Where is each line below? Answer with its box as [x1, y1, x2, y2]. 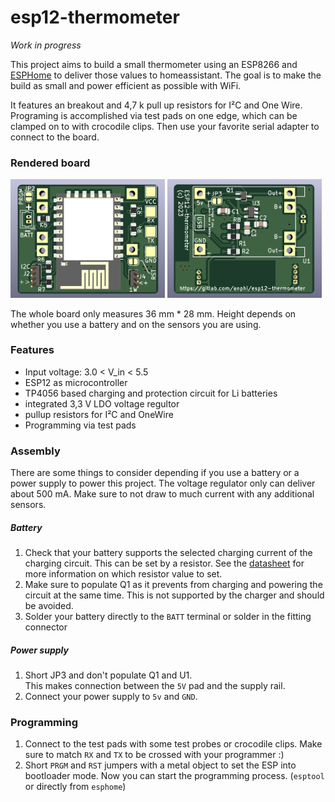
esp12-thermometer [10, 6, 180, 29]
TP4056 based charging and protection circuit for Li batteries [24, 387, 278, 399]
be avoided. [24, 600, 74, 612]
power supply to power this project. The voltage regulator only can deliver [10, 477, 316, 490]
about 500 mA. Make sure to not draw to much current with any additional [10, 488, 315, 500]
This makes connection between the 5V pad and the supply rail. [24, 680, 286, 692]
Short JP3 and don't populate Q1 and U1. [24, 669, 193, 681]
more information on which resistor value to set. [24, 568, 223, 580]
